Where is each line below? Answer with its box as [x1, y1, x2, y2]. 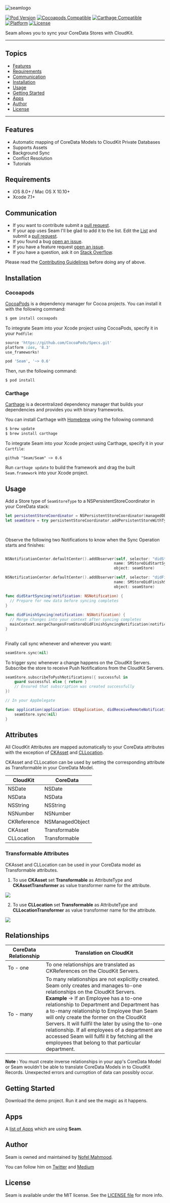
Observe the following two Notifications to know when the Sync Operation [5, 536, 160, 543]
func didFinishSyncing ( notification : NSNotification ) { [5, 612, 125, 617]
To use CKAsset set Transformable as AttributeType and [12, 876, 133, 883]
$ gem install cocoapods [5, 315, 58, 321]
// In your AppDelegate [5, 698, 56, 703]
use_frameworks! [5, 349, 39, 355]
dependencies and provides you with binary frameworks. [5, 407, 124, 413]
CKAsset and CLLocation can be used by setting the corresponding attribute [5, 759, 165, 765]
